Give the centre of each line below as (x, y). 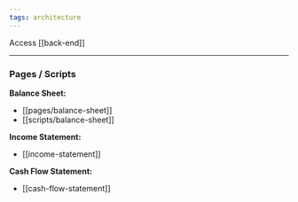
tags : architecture (45, 17)
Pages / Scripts (43, 74)
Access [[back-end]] (47, 43)
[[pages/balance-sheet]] (67, 110)
